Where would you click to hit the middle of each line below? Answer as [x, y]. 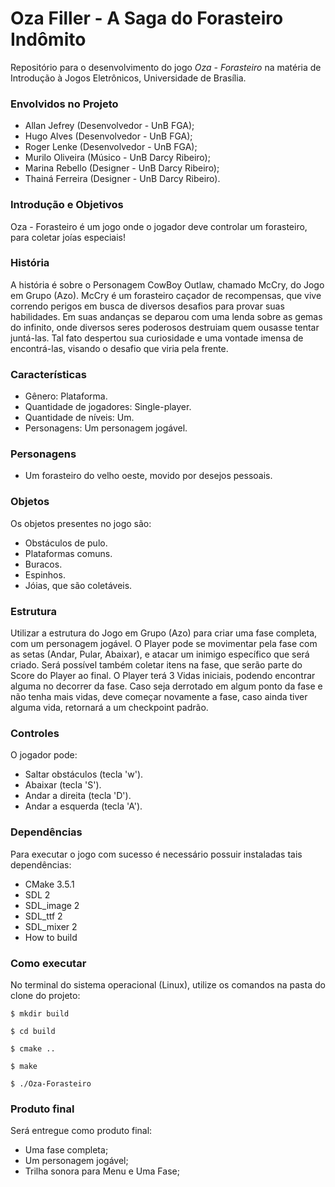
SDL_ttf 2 [43, 916]
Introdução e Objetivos [67, 205]
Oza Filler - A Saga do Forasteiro [147, 18]
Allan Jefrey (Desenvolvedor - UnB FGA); [109, 126]
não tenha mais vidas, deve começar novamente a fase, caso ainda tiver [159, 697]
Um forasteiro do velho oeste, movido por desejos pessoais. [148, 476]
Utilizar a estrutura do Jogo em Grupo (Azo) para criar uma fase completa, [164, 633]
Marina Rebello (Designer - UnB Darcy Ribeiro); [122, 168]
